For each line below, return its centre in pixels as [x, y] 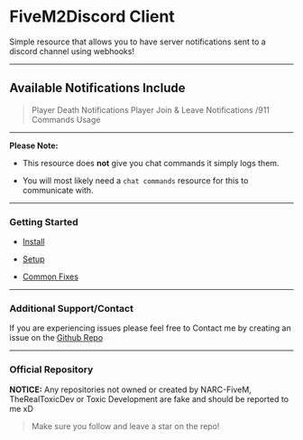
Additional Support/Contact [71, 308]
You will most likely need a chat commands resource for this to [135, 180]
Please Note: [34, 145]
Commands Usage [66, 119]
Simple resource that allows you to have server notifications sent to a [138, 42]
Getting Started [44, 221]
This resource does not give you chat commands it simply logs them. [151, 163]
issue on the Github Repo [56, 338]
